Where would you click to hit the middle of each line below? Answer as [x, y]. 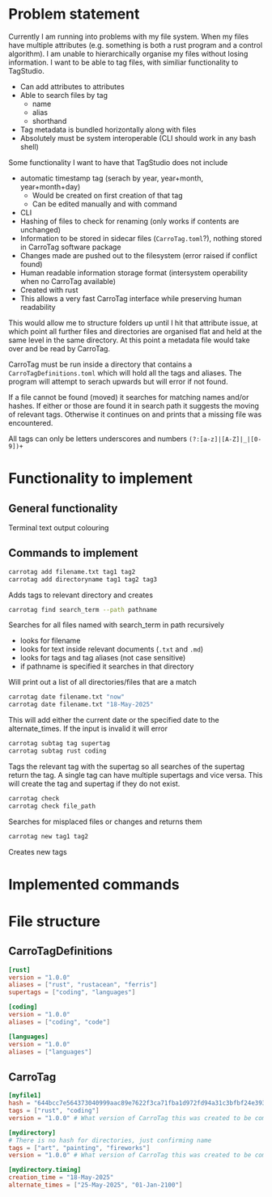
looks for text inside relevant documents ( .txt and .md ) [112, 649]
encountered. [31, 422]
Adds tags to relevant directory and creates [81, 595]
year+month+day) [50, 186]
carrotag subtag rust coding [57, 751]
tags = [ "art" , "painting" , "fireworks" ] [79, 1148]
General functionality [63, 508]
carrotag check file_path [52, 806]
